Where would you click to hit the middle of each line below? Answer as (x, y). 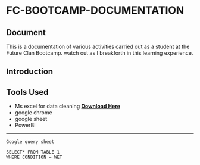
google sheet (31, 119)
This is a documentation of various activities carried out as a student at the (98, 46)
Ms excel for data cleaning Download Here (68, 106)
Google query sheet (30, 142)
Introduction (30, 72)
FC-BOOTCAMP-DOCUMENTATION (95, 10)
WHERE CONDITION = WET (34, 158)
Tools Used (27, 92)
